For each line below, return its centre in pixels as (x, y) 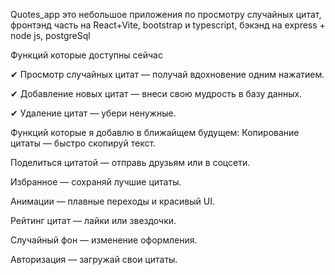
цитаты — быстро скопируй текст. (83, 143)
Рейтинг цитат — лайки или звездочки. (93, 220)
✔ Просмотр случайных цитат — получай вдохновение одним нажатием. (167, 74)
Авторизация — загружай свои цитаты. (94, 259)
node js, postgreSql (50, 35)
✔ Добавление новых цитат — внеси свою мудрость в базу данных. (156, 93)
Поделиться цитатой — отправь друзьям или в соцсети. (130, 162)
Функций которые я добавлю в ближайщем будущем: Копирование (155, 132)
